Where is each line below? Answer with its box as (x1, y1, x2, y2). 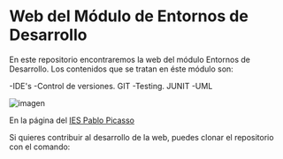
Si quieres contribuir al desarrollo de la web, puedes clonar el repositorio (9, 132, 274, 142)
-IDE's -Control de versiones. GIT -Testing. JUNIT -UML (9, 80, 213, 91)
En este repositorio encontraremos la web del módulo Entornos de (9, 54, 250, 64)
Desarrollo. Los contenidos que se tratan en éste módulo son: (9, 64, 234, 74)
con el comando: (9, 141, 71, 152)
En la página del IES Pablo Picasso (9, 115, 135, 125)
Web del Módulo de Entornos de (9, 6, 249, 26)
